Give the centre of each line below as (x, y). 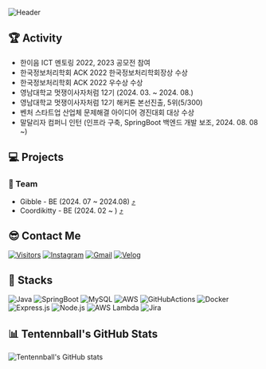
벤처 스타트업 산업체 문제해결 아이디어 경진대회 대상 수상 (107, 112)
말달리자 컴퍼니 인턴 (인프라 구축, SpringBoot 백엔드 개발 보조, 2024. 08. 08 (139, 122)
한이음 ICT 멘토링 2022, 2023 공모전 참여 (85, 62)
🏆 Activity (35, 39)
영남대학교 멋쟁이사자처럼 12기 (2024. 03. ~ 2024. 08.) (106, 92)
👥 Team (23, 184)
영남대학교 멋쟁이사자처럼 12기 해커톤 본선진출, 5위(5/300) (111, 102)
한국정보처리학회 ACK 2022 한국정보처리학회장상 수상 (104, 73)
